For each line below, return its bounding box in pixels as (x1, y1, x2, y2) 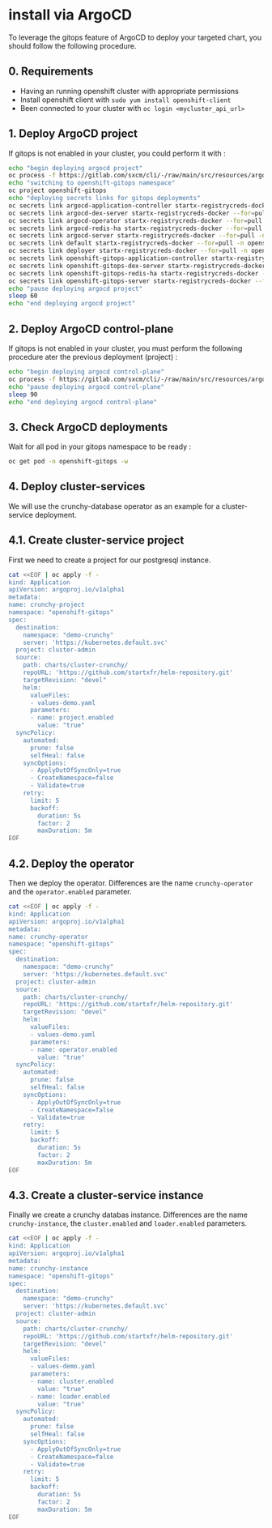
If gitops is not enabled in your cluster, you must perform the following (8, 344, 243, 353)
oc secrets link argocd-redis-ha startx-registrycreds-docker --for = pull (8, 224, 263, 233)
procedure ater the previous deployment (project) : (8, 352, 178, 361)
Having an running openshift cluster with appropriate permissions (19, 86, 239, 96)
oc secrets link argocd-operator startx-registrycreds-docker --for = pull (8, 216, 263, 224)
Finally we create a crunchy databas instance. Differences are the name (8, 1210, 249, 1220)
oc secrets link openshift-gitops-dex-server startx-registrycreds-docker (8, 262, 266, 270)
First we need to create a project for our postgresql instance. (8, 555, 211, 565)
